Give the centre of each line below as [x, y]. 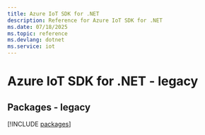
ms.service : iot [31, 46]
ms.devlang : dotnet [36, 40]
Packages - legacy [49, 107]
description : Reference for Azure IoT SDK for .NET [85, 20]
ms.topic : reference [38, 33]
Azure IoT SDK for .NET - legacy [103, 81]
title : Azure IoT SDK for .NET [53, 14]
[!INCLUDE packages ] [39, 124]
